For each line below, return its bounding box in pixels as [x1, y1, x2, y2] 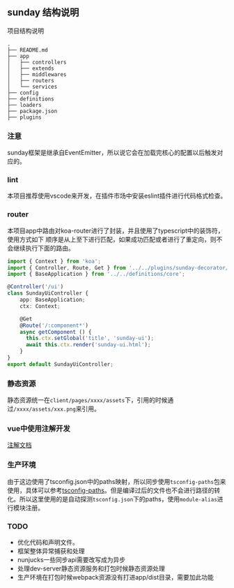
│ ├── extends [7, 65, 54, 72]
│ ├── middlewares [7, 71, 68, 78]
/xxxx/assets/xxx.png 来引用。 [13, 404, 101, 413]
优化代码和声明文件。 [17, 538, 79, 547]
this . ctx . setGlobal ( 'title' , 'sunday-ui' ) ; [25, 335, 155, 342]
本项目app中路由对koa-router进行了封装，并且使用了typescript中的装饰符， [7, 226, 224, 235]
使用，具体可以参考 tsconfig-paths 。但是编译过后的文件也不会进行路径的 [7, 486, 214, 494]
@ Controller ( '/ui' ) [7, 284, 64, 291]
